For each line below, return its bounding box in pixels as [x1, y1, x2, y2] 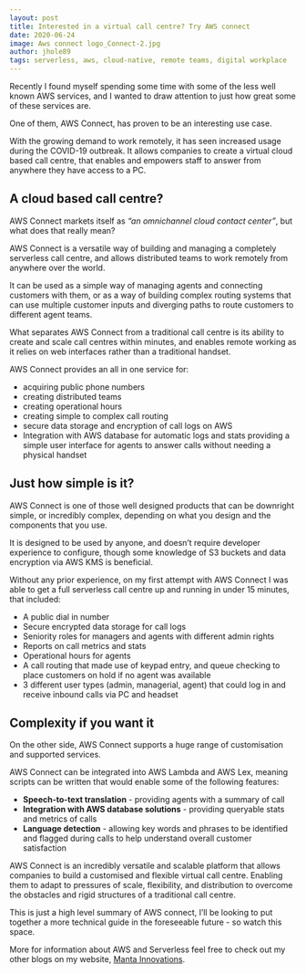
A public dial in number [22, 611, 110, 622]
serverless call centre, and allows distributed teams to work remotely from [9, 252, 289, 263]
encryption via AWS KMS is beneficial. [9, 556, 153, 567]
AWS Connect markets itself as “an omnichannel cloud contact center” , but [9, 215, 293, 226]
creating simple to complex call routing [22, 410, 168, 421]
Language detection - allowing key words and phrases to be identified [22, 823, 289, 834]
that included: [9, 593, 61, 604]
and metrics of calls [22, 813, 97, 824]
